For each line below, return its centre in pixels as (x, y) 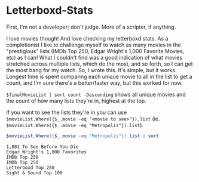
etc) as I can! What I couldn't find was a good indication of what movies (94, 57)
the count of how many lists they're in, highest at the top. (76, 101)
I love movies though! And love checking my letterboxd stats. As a (87, 38)
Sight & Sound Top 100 (34, 173)
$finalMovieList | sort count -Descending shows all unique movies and (96, 94)
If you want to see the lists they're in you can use (67, 112)
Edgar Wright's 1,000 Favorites (46, 152)
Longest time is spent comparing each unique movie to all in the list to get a (99, 76)
